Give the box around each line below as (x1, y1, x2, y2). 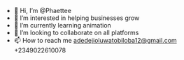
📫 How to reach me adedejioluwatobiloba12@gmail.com (13, 37, 177, 44)
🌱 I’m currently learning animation (13, 21, 112, 29)
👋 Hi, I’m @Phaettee (13, 7, 72, 14)
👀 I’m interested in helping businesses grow (13, 14, 140, 22)
